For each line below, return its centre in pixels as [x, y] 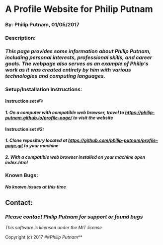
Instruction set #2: [25, 129]
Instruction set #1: [24, 101]
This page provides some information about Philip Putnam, [78, 51]
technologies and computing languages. [55, 76]
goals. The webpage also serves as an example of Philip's [77, 63]
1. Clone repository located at [36, 140]
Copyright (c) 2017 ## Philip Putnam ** [44, 237]
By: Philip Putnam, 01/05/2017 [42, 25]
